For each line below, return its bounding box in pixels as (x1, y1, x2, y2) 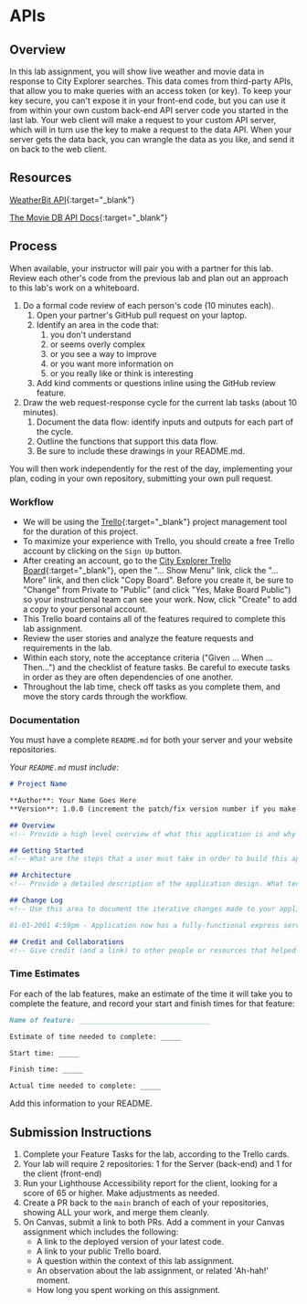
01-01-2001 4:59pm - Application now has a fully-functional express (9, 920, 281, 930)
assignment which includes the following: (22, 1225, 179, 1237)
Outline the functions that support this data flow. (36, 436, 219, 447)
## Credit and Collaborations (9, 937, 125, 946)
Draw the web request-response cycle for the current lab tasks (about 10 (22, 396, 297, 407)
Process (9, 238, 58, 254)
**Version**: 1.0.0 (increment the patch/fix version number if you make (9, 804, 297, 814)
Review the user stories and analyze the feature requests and (22, 632, 254, 644)
